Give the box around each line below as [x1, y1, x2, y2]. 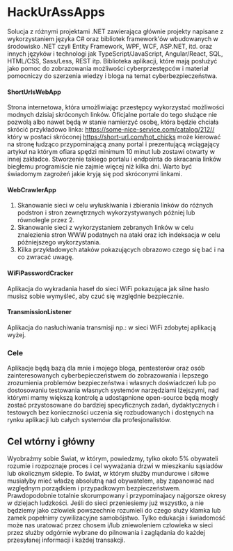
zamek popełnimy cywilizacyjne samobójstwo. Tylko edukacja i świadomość [7, 513, 226, 522]
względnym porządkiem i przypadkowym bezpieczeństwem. [7, 483, 181, 492]
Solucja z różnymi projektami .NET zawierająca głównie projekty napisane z [7, 27, 224, 36]
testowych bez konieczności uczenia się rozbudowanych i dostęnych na [7, 408, 214, 417]
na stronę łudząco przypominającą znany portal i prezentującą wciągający [7, 140, 220, 148]
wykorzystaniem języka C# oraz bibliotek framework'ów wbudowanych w [7, 34, 219, 42]
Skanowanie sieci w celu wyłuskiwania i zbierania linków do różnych [17, 201, 214, 210]
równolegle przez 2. [17, 216, 75, 224]
